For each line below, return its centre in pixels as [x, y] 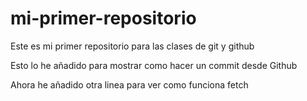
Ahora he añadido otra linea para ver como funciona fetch [129, 84]
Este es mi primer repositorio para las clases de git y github [132, 46]
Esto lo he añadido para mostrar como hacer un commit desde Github [154, 65]
